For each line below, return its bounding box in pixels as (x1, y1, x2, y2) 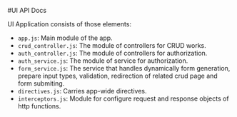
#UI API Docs (7, 6, 47, 14)
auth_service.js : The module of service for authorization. (17, 56, 188, 65)
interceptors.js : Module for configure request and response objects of (17, 94, 230, 103)
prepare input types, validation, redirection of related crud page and (17, 71, 218, 80)
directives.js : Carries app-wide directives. (17, 87, 147, 95)
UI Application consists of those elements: (7, 20, 132, 28)
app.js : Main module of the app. (17, 34, 113, 42)
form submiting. (17, 79, 65, 88)
